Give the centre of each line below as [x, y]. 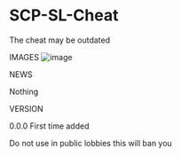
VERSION [27, 108]
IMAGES [24, 57]
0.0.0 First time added [49, 126]
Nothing [24, 91]
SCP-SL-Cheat [64, 16]
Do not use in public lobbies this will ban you [91, 143]
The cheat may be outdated [60, 40]
